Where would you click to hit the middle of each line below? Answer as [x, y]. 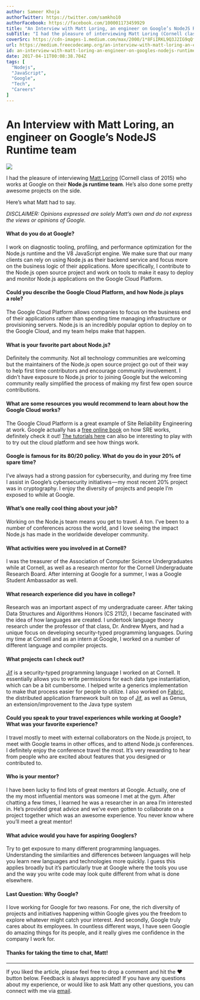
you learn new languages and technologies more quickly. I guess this [91, 861]
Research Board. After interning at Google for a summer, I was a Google [94, 574]
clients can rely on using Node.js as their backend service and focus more [97, 259]
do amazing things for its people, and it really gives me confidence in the [95, 932]
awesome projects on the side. [44, 190]
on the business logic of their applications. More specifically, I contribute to [99, 266]
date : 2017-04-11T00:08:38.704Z [46, 56]
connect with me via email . [39, 990]
